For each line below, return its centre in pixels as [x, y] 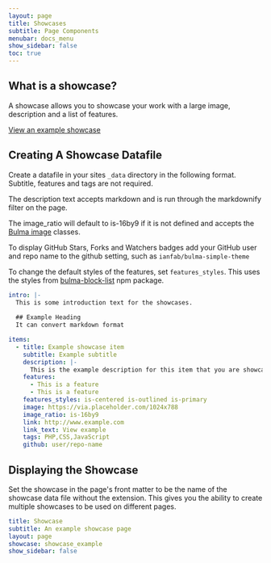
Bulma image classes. [44, 232]
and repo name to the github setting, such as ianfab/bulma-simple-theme [129, 256]
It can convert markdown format [70, 325]
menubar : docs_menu [41, 38]
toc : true [25, 53]
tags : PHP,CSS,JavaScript [67, 437]
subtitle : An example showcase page [70, 529]
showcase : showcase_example [56, 544]
